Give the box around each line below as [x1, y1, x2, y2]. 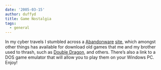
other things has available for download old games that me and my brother [5, 44, 156, 50]
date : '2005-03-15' [5, 7, 45, 12]
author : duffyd [5, 12, 36, 17]
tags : [5, 21, 16, 26]
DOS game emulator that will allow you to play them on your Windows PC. [5, 54, 155, 60]
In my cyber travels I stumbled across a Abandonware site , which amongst [5, 39, 156, 45]
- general [9, 25, 29, 30]
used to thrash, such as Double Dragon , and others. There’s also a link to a [5, 49, 156, 55]
